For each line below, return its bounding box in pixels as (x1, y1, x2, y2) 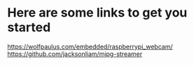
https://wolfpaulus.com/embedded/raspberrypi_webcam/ (7, 42, 173, 50)
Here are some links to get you (7, 5, 188, 21)
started (7, 19, 51, 35)
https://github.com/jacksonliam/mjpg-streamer (7, 50, 142, 58)
